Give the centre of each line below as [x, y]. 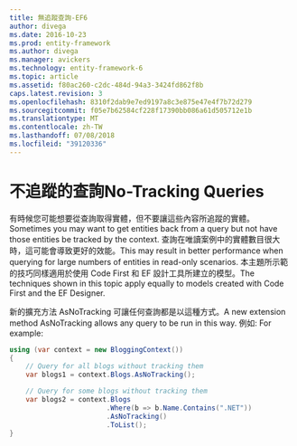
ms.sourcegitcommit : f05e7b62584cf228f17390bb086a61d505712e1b [131, 110]
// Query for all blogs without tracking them [115, 366]
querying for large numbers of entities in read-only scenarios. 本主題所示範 [149, 261]
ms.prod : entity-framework [60, 43]
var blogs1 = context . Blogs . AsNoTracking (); [111, 375]
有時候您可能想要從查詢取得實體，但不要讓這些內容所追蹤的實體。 [132, 218]
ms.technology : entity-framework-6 [76, 69]
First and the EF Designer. [57, 293]
